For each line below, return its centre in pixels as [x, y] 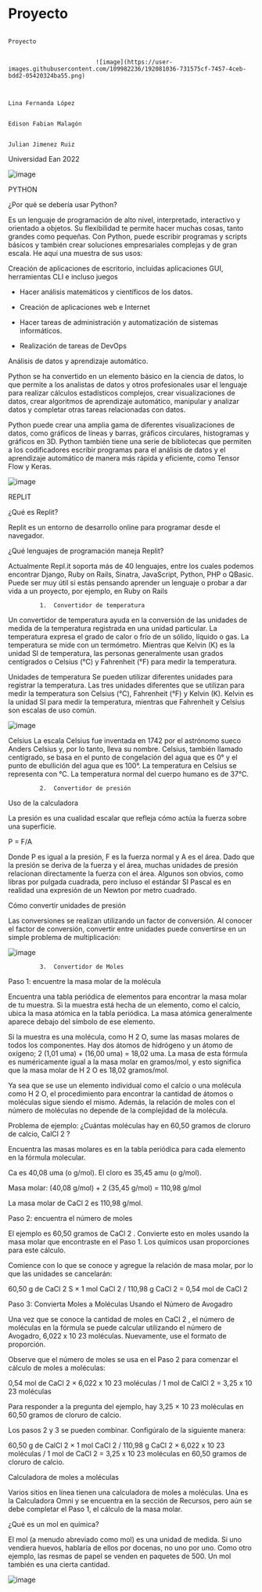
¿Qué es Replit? [33, 512]
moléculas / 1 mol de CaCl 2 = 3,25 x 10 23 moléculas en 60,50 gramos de [127, 1453]
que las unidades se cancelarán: [60, 1273]
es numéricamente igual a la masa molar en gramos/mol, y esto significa [125, 1062]
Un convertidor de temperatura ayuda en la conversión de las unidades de [128, 620]
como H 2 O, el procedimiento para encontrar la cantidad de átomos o [121, 1093]
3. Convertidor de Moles [82, 967]
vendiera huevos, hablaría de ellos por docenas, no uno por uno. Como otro [130, 1547]
